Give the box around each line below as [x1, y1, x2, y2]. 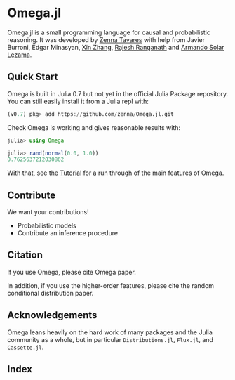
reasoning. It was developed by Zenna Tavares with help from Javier [7, 35, 206, 44]
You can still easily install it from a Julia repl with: [7, 97, 149, 105]
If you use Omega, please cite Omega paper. [7, 268, 137, 276]
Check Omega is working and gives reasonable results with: [7, 123, 181, 131]
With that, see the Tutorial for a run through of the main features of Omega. [7, 169, 224, 177]
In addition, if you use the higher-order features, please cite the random [7, 281, 215, 289]
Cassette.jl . [7, 343, 44, 351]
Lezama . [7, 51, 32, 59]
